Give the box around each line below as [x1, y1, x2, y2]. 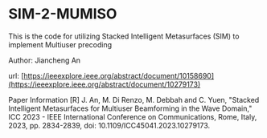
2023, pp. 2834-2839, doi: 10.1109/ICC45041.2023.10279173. [8, 120, 211, 130]
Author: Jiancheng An [8, 55, 81, 65]
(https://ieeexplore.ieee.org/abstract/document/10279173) [8, 79, 201, 89]
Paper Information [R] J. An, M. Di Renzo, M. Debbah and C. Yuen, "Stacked [8, 95, 260, 104]
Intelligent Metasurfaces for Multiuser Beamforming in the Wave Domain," [8, 103, 253, 113]
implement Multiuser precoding [8, 39, 113, 49]
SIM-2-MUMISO [8, 5, 117, 23]
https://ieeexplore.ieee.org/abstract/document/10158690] [23, 71, 215, 80]
